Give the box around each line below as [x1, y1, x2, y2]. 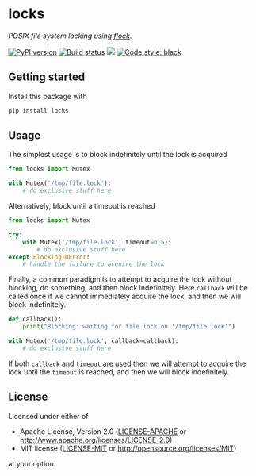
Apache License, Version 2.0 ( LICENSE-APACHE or [19, 426, 187, 436]
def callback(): [8, 315, 62, 324]
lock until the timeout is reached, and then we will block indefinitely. [8, 367, 230, 377]
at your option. [8, 459, 56, 468]
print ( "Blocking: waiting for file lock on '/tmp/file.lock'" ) [22, 323, 236, 331]
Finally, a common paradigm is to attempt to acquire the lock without [8, 274, 232, 284]
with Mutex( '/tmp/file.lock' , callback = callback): [8, 337, 179, 345]
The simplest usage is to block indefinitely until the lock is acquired [8, 150, 227, 159]
